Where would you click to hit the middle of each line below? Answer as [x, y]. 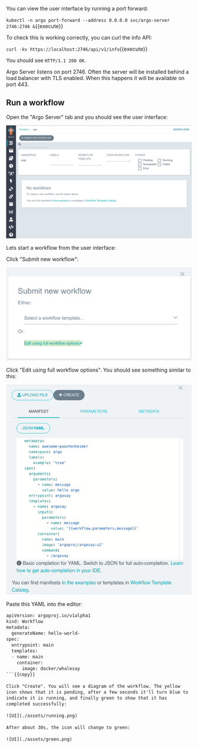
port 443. [18, 84]
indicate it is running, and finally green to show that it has [87, 698]
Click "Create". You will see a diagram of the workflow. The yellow [93, 686]
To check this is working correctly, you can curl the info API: [79, 37]
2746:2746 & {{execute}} [35, 26]
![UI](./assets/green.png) [39, 739]
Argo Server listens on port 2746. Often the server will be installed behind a [98, 72]
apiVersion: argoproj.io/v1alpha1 [49, 616]
